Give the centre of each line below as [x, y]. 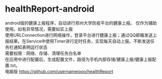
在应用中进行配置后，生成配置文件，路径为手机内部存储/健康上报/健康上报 [79, 59]
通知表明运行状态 [30, 47]
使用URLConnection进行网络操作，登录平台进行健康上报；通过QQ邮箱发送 [79, 35]
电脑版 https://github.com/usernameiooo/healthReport [59, 71]
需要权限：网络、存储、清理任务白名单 [43, 53]
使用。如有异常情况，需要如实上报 [39, 29]
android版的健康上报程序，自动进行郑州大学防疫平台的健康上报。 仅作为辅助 [81, 23]
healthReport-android [50, 9]
